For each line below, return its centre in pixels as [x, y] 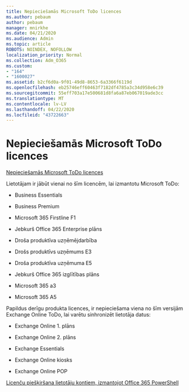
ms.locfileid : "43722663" [37, 115]
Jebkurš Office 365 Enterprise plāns [58, 229]
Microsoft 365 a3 [35, 286]
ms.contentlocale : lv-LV [36, 104]
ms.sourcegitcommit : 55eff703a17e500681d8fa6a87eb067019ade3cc [85, 93]
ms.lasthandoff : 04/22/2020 [40, 109]
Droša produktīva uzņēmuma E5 [53, 263]
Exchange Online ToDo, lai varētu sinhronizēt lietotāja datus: [78, 315]
